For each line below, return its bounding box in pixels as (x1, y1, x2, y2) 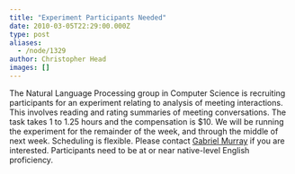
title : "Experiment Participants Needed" (9, 13, 167, 22)
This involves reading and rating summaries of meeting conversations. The (9, 107, 286, 117)
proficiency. (9, 154, 54, 165)
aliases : (9, 38, 42, 48)
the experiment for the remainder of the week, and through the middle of (9, 126, 279, 136)
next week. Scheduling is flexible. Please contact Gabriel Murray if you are (9, 135, 285, 146)
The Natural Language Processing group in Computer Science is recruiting (9, 87, 286, 99)
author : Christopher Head (9, 55, 106, 64)
